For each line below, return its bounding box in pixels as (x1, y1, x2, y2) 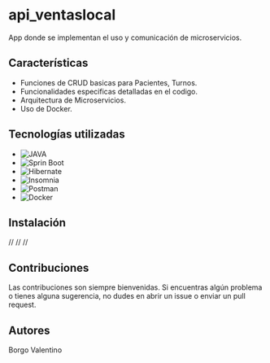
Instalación (8, 216, 67, 230)
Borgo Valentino (8, 345, 63, 355)
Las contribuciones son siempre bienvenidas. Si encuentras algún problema (8, 282, 263, 292)
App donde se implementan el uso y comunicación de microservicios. (8, 33, 242, 42)
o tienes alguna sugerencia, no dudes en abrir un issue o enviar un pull (8, 291, 246, 301)
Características (8, 56, 89, 70)
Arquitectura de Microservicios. (20, 95, 126, 105)
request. (8, 300, 37, 310)
